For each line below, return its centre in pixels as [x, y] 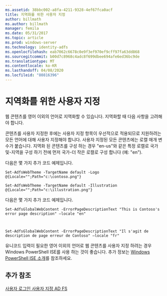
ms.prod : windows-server [31, 43]
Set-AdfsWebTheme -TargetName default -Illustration [61, 185]
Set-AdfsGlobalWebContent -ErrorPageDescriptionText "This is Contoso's [82, 209]
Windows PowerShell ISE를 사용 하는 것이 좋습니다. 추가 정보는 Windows [77, 252]
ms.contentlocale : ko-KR [31, 66]
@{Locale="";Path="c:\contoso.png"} [43, 177]
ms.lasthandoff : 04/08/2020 [34, 71]
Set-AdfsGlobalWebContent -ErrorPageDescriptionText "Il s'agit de [77, 231]
